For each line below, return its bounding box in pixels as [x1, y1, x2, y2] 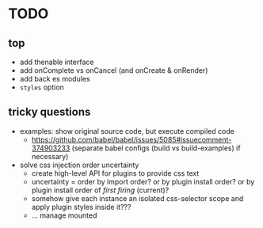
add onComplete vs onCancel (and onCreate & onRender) [19, 66, 208, 75]
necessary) [31, 151, 69, 161]
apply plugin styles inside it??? [31, 202, 131, 211]
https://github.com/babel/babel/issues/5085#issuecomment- [31, 135, 232, 144]
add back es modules [19, 74, 90, 83]
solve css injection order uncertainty [19, 160, 139, 169]
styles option [19, 82, 65, 92]
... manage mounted [31, 211, 97, 220]
